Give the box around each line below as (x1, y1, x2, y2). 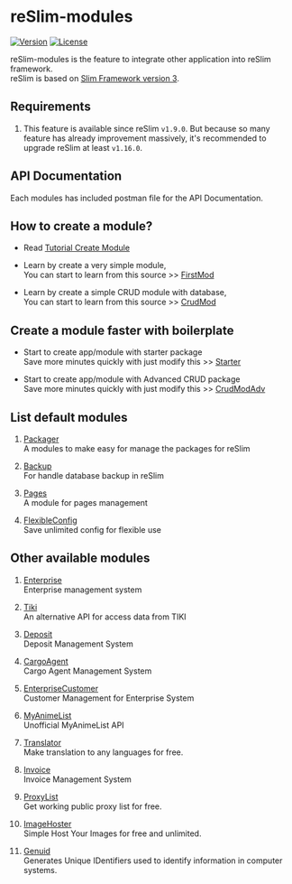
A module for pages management (23, 498, 148, 507)
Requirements (10, 99, 91, 115)
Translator (23, 737, 62, 748)
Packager (23, 433, 59, 444)
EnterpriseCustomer (23, 683, 98, 693)
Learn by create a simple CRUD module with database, (23, 287, 227, 298)
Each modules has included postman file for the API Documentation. (10, 192, 264, 203)
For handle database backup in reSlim (23, 470, 165, 480)
